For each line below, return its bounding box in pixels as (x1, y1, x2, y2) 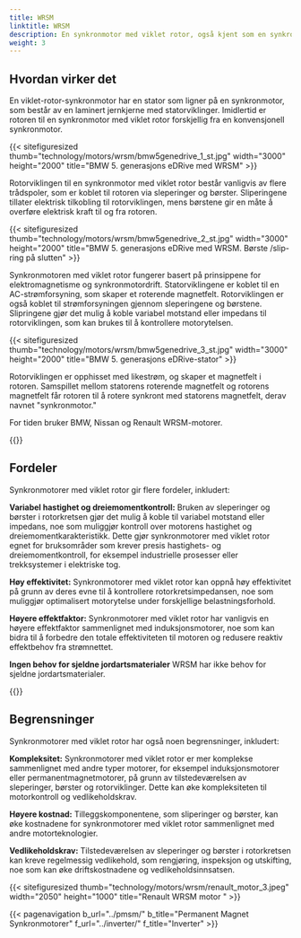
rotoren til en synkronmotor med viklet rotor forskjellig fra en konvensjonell (9, 114, 285, 126)
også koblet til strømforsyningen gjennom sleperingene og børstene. (9, 298, 262, 310)
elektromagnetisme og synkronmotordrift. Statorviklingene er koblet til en (9, 279, 279, 290)
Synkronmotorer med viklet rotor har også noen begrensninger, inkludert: (9, 735, 279, 746)
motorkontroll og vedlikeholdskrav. (9, 791, 137, 802)
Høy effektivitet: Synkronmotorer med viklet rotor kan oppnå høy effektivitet (9, 576, 292, 587)
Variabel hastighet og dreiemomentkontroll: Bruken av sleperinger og (9, 502, 271, 513)
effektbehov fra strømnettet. (9, 641, 114, 652)
